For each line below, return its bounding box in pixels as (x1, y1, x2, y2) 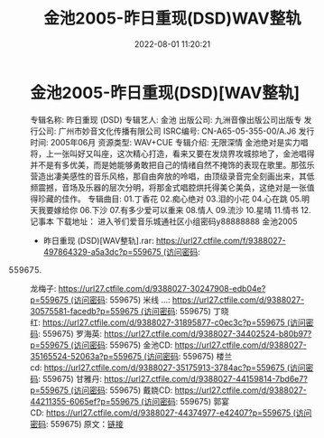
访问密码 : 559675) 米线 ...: (73, 294, 171, 305)
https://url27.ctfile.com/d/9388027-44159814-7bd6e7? (104, 373, 308, 384)
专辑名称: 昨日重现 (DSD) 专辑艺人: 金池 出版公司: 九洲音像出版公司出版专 (30, 114, 302, 125)
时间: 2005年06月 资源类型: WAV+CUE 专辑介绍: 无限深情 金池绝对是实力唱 (30, 136, 309, 147)
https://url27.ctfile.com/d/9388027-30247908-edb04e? (58, 283, 266, 294)
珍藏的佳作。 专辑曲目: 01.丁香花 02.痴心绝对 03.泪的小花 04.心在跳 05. (37, 193, 302, 204)
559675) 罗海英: (42, 328, 103, 339)
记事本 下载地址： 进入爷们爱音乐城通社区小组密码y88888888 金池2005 (30, 216, 298, 227)
